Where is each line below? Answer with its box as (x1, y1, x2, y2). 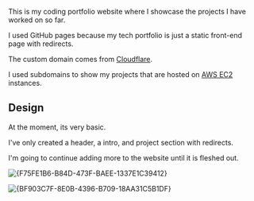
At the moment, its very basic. (8, 122, 106, 132)
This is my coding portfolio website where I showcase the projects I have (8, 7, 246, 16)
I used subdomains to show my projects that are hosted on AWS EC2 (8, 70, 233, 79)
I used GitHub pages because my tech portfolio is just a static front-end (8, 31, 242, 40)
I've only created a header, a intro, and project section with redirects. (8, 137, 234, 147)
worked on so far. (8, 15, 66, 25)
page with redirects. (8, 39, 74, 48)
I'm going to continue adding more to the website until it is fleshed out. (8, 153, 240, 162)
